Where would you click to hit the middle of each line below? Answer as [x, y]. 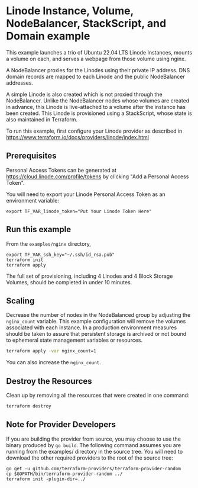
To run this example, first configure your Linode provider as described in [94, 131]
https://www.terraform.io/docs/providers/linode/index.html [78, 137]
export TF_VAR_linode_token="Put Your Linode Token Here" [79, 211]
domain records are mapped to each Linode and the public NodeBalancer [95, 76]
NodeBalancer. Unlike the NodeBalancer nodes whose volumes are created [98, 100]
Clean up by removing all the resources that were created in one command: [98, 396]
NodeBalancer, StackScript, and [86, 23]
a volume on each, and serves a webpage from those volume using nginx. [96, 59]
